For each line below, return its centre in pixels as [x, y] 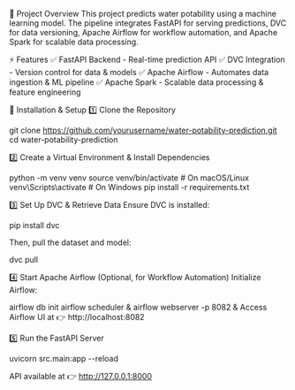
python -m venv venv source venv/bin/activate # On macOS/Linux [129, 178]
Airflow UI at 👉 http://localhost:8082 [77, 317]
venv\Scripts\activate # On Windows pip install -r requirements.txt [129, 187]
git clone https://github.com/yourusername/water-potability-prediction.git [143, 130]
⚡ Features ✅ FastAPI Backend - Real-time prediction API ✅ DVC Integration [147, 59]
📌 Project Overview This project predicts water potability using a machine [143, 14]
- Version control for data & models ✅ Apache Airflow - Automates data [139, 72]
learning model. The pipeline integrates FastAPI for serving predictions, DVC [148, 23]
